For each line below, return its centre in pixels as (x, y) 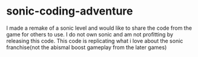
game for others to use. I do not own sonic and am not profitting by (90, 34)
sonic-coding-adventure (70, 11)
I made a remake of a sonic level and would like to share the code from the (99, 28)
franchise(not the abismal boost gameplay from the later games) (87, 47)
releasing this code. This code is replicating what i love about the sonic (95, 41)
